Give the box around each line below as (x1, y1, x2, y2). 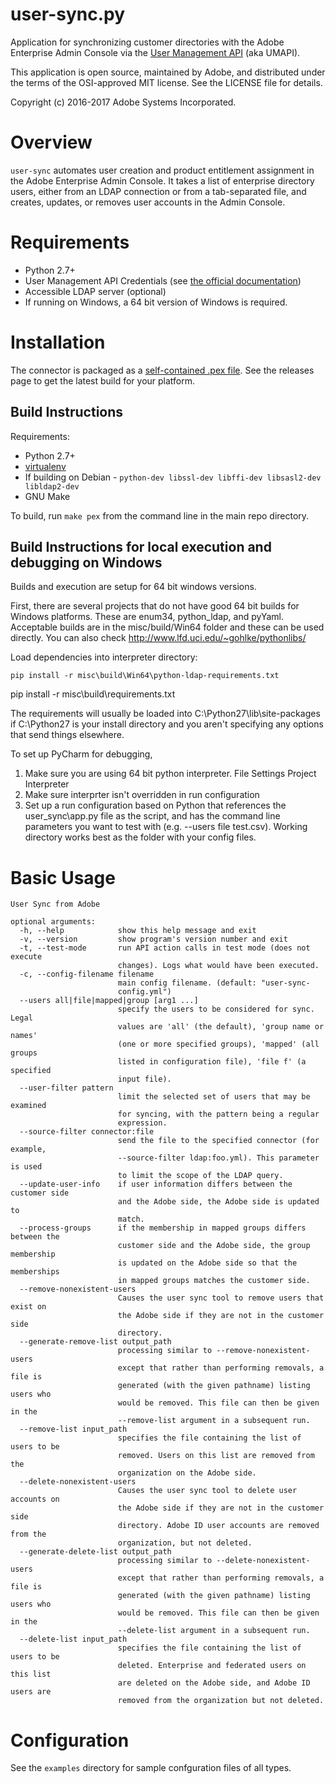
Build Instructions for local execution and (10, 538, 272, 555)
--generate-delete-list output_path (19, 1547, 172, 1557)
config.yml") (117, 987, 172, 997)
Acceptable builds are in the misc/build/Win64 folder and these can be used (10, 621, 325, 633)
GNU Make (24, 490, 71, 502)
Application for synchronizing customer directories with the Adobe (10, 36, 285, 48)
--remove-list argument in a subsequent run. (117, 1416, 311, 1426)
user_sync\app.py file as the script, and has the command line (24, 810, 281, 822)
